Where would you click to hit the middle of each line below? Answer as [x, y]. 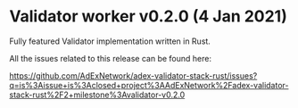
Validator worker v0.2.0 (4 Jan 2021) [148, 17]
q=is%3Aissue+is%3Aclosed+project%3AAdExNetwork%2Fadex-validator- [149, 85]
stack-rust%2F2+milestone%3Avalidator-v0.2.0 [97, 95]
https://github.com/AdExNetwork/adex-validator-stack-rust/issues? [133, 75]
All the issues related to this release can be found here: [111, 58]
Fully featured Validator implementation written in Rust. [110, 41]
